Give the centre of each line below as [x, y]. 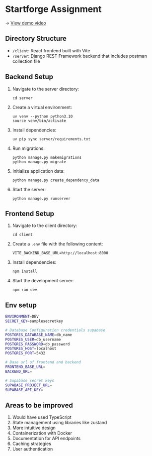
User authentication [33, 449]
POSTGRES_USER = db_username [33, 340]
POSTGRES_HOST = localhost [31, 349]
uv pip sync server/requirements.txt [51, 139]
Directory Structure [36, 39]
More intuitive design [34, 428]
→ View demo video [26, 23]
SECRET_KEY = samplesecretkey [34, 321]
